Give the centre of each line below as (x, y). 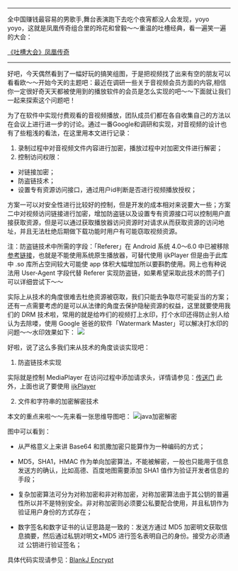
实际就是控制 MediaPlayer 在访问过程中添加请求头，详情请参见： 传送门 (111, 377)
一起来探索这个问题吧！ (41, 100)
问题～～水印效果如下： (41, 332)
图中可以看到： (29, 431)
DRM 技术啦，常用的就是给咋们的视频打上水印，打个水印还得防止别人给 (125, 315)
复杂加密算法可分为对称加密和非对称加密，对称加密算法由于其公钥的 (117, 494)
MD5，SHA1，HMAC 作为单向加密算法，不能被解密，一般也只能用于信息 (123, 462)
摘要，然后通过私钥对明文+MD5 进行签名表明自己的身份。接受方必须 (124, 536)
